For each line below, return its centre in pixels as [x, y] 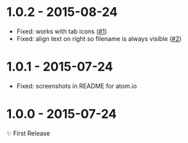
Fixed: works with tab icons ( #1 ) [62, 31]
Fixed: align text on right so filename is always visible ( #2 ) [99, 38]
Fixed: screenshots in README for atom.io [77, 86]
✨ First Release [28, 133]
